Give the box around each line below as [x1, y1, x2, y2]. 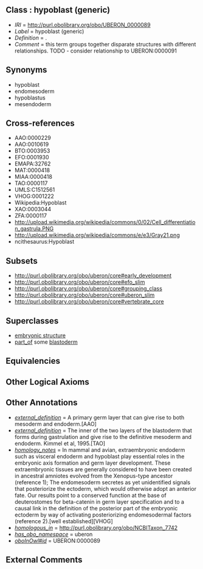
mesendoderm [14, 100, 52, 107]
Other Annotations [5, 397, 78, 408]
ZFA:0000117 [14, 212, 47, 219]
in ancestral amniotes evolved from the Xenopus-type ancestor [14, 472, 173, 479]
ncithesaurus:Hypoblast [14, 238, 75, 245]
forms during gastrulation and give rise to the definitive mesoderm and [14, 433, 192, 440]
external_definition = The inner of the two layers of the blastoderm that [14, 427, 193, 434]
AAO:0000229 [14, 134, 51, 142]
